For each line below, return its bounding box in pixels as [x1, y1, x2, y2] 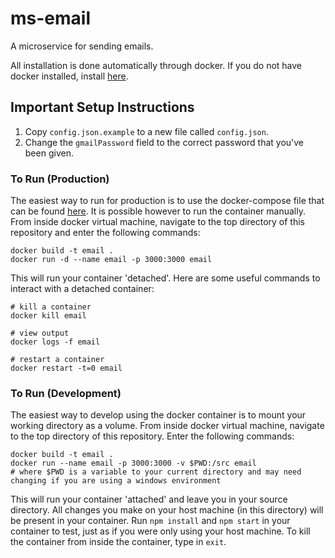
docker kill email [10, 311, 87, 321]
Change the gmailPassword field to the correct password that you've [24, 136, 305, 148]
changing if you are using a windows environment [10, 476, 222, 486]
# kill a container [10, 302, 92, 312]
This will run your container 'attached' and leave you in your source [10, 493, 288, 506]
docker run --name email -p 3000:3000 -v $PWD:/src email [10, 458, 257, 469]
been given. [24, 147, 74, 159]
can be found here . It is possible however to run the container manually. [10, 205, 306, 217]
